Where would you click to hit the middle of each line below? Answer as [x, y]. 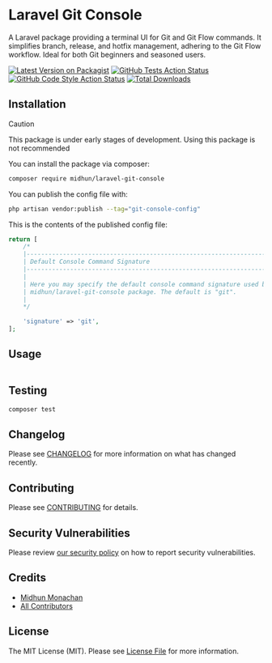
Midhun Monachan [51, 597]
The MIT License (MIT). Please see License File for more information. [123, 651]
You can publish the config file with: [68, 194]
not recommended [39, 148]
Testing [28, 391]
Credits [28, 578]
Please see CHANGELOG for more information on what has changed [122, 454]
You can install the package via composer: [79, 164]
